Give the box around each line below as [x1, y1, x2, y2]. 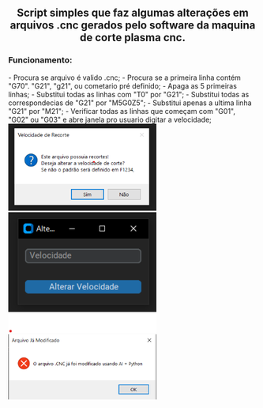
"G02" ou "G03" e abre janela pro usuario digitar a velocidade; [8, 115, 212, 124]
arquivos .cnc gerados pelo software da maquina [9, 19, 256, 32]
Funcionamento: [8, 55, 73, 66]
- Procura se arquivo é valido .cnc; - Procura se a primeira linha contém [8, 73, 241, 82]
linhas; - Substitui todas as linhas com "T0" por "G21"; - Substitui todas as [8, 89, 250, 99]
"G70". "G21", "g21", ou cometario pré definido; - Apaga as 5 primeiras [8, 81, 237, 90]
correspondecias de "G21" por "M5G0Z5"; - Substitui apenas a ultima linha [8, 98, 252, 108]
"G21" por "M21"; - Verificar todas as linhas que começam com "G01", [8, 106, 235, 115]
